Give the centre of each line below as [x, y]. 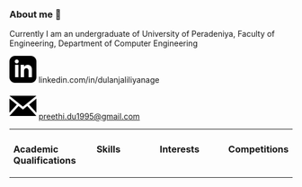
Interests [180, 149]
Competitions [258, 149]
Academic [36, 149]
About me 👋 [35, 14]
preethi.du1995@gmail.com [89, 117]
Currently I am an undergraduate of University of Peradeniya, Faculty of [142, 34]
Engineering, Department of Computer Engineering [103, 43]
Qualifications [44, 160]
